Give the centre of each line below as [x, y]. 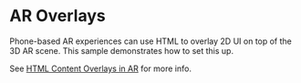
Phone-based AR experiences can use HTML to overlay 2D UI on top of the [150, 41]
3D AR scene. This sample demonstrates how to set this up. [122, 50]
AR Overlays [58, 16]
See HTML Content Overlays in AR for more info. [100, 68]
